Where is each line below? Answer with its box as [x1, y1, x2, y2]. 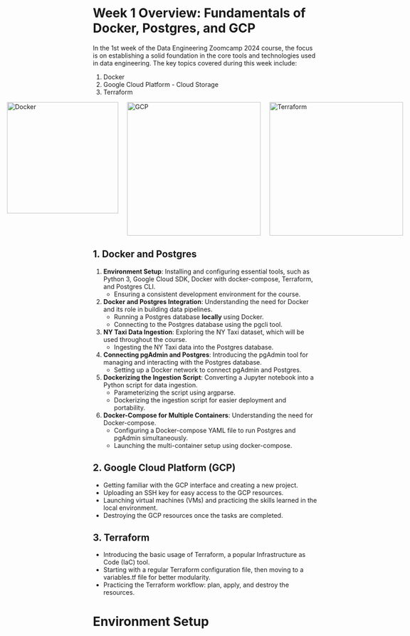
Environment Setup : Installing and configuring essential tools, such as [102, 267, 310, 276]
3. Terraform [93, 531, 150, 543]
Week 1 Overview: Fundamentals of [93, 5, 306, 21]
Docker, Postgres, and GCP [93, 20, 256, 36]
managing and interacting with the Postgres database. [102, 358, 262, 366]
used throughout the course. [102, 335, 187, 343]
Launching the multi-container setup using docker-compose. [113, 441, 293, 449]
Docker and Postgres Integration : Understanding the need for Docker [102, 297, 309, 306]
